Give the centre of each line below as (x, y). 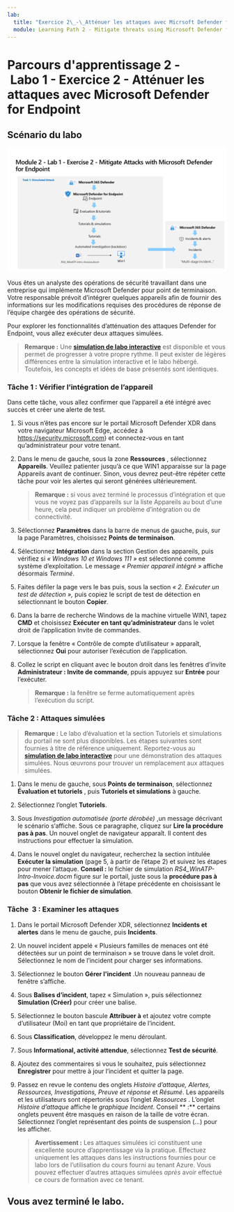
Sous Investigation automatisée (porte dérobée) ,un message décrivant (120, 819)
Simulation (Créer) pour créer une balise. (77, 1002)
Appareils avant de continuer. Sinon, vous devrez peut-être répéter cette (121, 474)
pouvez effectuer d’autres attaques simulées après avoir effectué (128, 1172)
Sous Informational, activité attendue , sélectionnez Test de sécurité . (117, 1050)
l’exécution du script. (65, 700)
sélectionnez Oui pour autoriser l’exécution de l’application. (102, 651)
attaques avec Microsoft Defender (108, 94)
